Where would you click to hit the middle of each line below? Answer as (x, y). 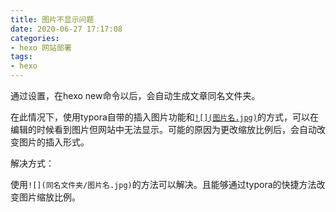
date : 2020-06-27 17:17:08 (66, 29)
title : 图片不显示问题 (52, 19)
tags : (21, 57)
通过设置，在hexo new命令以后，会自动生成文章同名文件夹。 (135, 95)
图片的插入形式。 (54, 142)
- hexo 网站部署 (41, 47)
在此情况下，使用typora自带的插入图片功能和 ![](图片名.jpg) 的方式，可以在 (164, 117)
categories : (35, 38)
